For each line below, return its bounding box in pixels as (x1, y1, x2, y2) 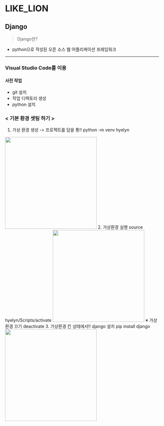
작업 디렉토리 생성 (12, 95, 46, 101)
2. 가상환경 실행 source (97, 224, 143, 230)
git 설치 (12, 89, 27, 95)
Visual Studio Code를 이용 (5, 64, 67, 71)
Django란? (17, 36, 38, 42)
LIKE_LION (5, 3, 49, 14)
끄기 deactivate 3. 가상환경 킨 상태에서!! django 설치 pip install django (14, 324, 150, 330)
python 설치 (12, 101, 36, 108)
